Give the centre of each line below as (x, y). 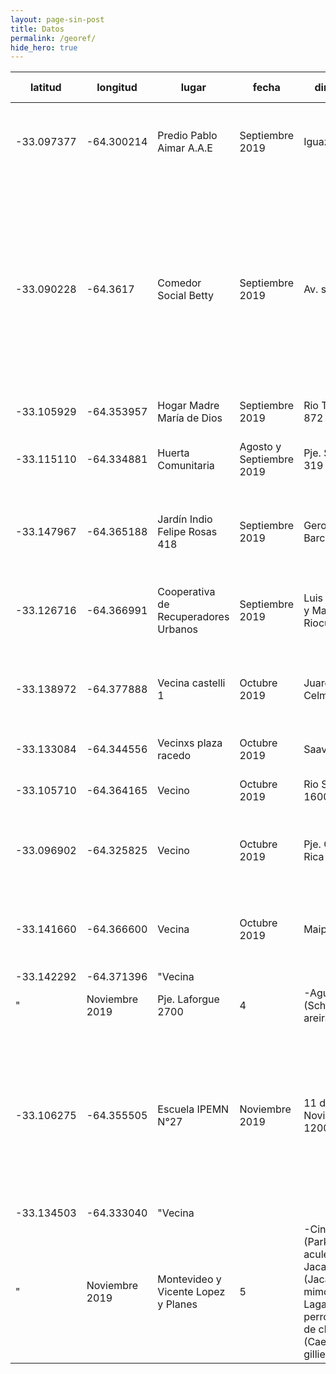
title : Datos (37, 29)
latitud (45, 88)
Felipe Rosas (187, 532)
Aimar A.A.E (185, 148)
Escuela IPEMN (193, 1109)
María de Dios (190, 418)
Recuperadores (193, 617)
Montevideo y (189, 1279)
